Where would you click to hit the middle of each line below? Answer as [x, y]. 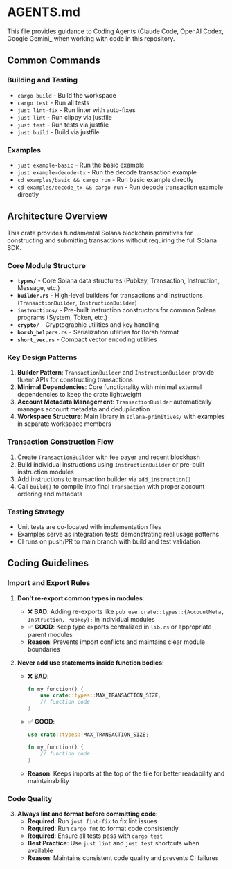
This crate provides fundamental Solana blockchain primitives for [100, 233]
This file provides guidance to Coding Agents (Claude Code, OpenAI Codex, [115, 31]
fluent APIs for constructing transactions [75, 380]
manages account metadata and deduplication [83, 409]
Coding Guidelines [48, 563]
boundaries [44, 649]
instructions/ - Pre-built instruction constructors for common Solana [117, 310]
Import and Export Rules [49, 583]
